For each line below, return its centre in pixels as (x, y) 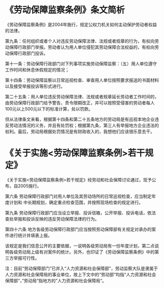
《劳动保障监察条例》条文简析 (65, 10)
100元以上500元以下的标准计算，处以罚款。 (49, 109)
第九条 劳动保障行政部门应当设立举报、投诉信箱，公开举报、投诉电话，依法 (81, 213)
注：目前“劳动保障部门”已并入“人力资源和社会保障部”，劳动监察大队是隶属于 (82, 268)
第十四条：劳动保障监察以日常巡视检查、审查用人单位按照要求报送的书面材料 (82, 80)
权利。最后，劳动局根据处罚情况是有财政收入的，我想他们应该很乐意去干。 (80, 131)
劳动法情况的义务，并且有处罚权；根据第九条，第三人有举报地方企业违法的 (84, 125)
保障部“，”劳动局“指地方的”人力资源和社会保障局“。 (56, 280)
